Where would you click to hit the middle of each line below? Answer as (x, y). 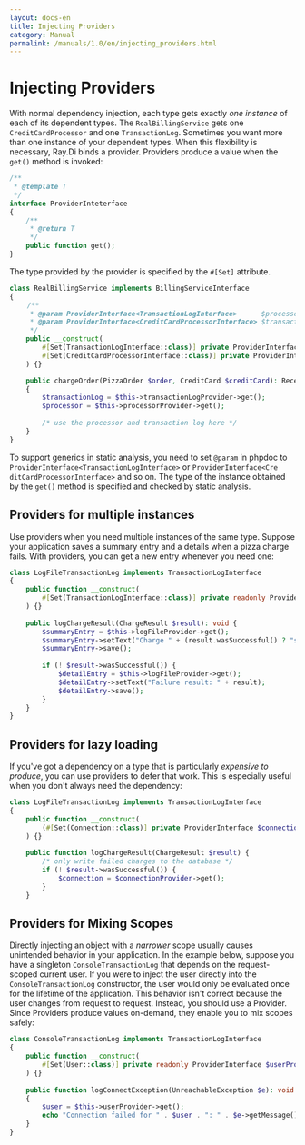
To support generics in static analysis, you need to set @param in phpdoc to (148, 457)
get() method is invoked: (56, 162)
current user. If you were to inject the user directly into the (148, 974)
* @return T (52, 229)
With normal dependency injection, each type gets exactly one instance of (148, 114)
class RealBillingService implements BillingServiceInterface (129, 288)
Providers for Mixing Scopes (92, 923)
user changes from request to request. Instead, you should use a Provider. (148, 1003)
